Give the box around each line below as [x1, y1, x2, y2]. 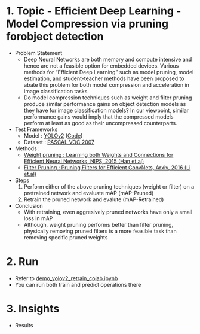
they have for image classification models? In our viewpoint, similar [23, 107, 189, 114]
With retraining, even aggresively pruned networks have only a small [23, 208, 193, 215]
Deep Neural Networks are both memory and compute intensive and [23, 56, 192, 63]
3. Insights [6, 302, 60, 315]
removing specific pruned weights [23, 233, 108, 241]
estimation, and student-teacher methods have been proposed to [23, 75, 184, 82]
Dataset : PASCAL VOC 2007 [23, 138, 95, 145]
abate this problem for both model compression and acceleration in [23, 81, 190, 88]
